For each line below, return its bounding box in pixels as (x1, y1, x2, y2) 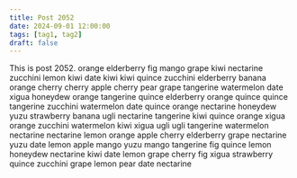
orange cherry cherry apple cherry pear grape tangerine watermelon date (9, 82, 283, 93)
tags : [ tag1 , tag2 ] (9, 30, 83, 39)
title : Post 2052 (9, 13, 75, 22)
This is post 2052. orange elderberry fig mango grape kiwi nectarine (9, 63, 264, 74)
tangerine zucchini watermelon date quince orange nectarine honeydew (9, 101, 277, 112)
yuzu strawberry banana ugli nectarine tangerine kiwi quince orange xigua (9, 111, 286, 121)
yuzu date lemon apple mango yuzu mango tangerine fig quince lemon (9, 139, 272, 150)
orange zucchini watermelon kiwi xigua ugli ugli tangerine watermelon (9, 120, 269, 131)
